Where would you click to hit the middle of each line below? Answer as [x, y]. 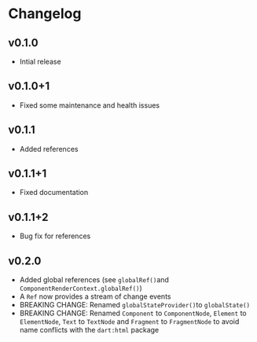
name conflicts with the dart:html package [89, 330]
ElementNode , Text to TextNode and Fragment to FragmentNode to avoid [129, 322]
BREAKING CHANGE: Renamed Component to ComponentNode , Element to [133, 313]
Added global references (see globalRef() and [94, 280]
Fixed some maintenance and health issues [89, 105]
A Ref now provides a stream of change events [95, 296]
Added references [49, 149]
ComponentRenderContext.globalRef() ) [81, 289]
